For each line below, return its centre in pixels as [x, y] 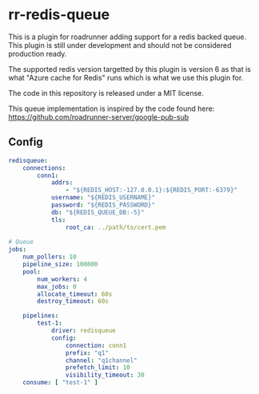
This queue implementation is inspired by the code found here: [112, 108]
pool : [32, 272]
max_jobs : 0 [57, 286]
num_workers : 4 [62, 279]
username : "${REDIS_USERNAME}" [103, 198]
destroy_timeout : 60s [73, 301]
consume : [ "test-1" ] [60, 383]
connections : [44, 168]
